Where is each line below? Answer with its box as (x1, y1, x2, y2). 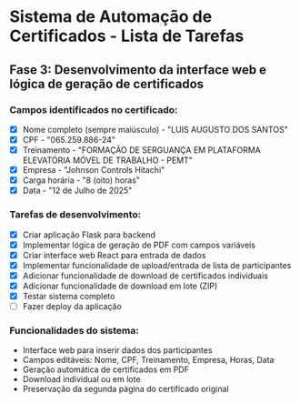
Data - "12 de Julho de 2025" (22, 185, 133, 196)
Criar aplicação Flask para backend (22, 229, 156, 240)
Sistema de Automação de (9, 6, 213, 27)
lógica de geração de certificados (9, 76, 205, 92)
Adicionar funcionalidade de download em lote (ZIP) (22, 280, 218, 291)
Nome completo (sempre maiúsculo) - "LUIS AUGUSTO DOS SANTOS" (22, 124, 288, 135)
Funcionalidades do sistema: (9, 324, 139, 337)
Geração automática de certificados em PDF (22, 364, 189, 375)
